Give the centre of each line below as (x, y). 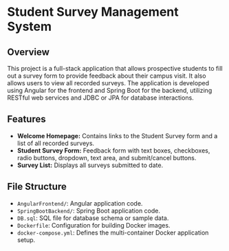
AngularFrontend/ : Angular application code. (80, 203)
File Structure (37, 187)
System (30, 26)
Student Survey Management (93, 12)
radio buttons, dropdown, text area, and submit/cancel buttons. (107, 157)
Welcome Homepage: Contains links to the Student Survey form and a (117, 135)
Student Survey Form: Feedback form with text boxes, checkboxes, (113, 150)
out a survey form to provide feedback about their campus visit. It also (107, 76)
